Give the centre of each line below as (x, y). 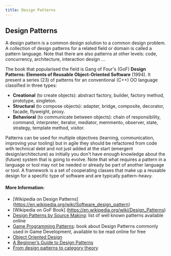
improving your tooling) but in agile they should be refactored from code (81, 143)
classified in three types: (31, 85)
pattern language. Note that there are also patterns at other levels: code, (81, 54)
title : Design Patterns (31, 10)
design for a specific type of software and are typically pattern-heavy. (79, 176)
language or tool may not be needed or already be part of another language (85, 165)
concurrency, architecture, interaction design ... (55, 59)
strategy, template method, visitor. (49, 128)
